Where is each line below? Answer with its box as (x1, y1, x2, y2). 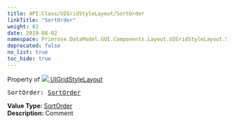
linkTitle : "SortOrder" (7, 17, 77, 24)
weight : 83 (7, 23, 39, 30)
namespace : (7, 36, 39, 43)
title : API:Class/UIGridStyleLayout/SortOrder (7, 10, 145, 17)
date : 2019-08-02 (7, 29, 58, 37)
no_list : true (7, 49, 49, 56)
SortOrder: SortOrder (7, 88, 81, 96)
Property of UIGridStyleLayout (7, 75, 103, 83)
